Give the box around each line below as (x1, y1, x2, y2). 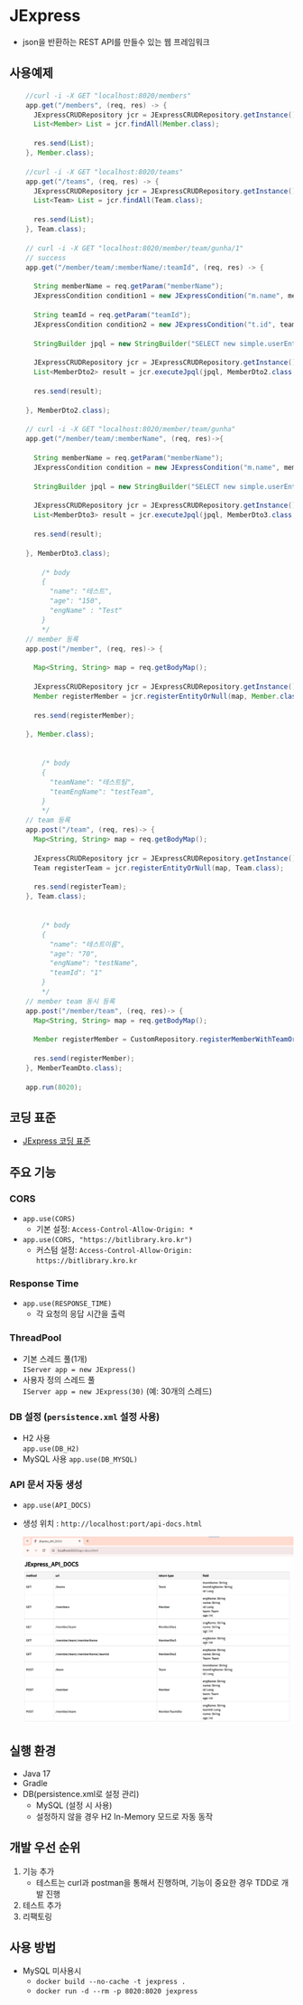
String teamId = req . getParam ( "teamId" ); (32, 310, 192, 319)
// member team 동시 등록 (25, 996, 115, 1006)
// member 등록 (25, 635, 79, 644)
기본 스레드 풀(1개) (22, 1353, 87, 1364)
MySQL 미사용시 (22, 1965, 82, 1976)
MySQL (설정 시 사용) (35, 1800, 113, 1811)
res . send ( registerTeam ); (32, 882, 127, 891)
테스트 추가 (22, 1899, 62, 1910)
